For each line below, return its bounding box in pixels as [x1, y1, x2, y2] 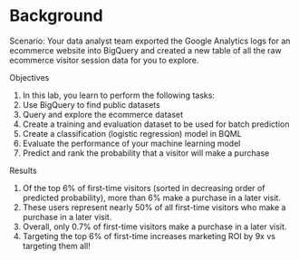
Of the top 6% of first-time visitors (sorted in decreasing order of [22, 182, 265, 193]
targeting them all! [22, 240, 91, 251]
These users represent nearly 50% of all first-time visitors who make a [22, 201, 286, 213]
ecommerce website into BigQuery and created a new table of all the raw [9, 44, 283, 55]
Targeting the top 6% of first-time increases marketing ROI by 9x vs [22, 230, 276, 241]
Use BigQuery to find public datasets [22, 99, 160, 110]
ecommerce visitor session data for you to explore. [9, 54, 199, 65]
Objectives [9, 72, 50, 82]
